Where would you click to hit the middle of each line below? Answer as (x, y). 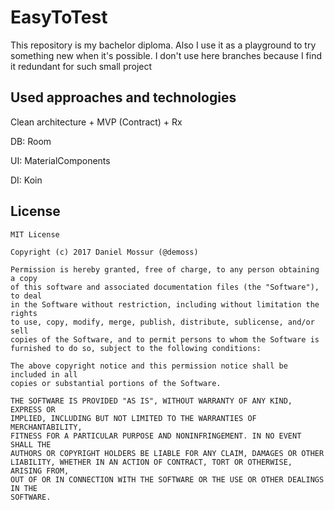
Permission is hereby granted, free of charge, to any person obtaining (165, 269)
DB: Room (31, 141)
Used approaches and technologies (123, 97)
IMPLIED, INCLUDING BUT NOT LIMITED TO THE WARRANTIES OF (133, 418)
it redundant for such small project (81, 66)
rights (24, 313)
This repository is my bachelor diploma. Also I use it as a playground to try (163, 45)
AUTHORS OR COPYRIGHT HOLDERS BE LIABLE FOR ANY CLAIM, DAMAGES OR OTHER (167, 453)
